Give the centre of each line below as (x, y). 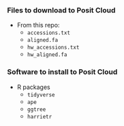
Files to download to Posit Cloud (61, 10)
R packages (33, 87)
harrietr (40, 116)
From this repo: (38, 25)
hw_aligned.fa (47, 55)
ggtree (36, 109)
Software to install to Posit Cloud (62, 72)
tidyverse (41, 94)
